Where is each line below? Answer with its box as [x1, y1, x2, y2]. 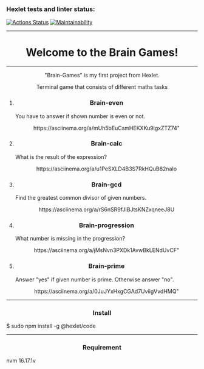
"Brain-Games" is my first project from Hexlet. [44, 72, 160, 79]
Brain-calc [90, 139, 123, 148]
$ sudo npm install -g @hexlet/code [6, 322, 96, 330]
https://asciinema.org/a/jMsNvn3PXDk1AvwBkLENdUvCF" [33, 247, 180, 254]
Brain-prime [88, 262, 125, 270]
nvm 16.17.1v [6, 357, 36, 364]
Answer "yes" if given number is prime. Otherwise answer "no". [15, 276, 174, 283]
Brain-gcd [91, 180, 122, 189]
